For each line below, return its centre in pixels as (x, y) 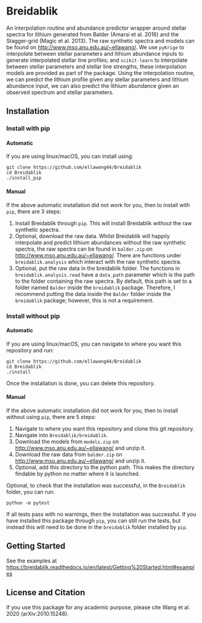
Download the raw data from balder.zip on (68, 454)
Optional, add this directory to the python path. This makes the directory (105, 467)
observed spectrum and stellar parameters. (60, 92)
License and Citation (46, 592)
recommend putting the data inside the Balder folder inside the (93, 294)
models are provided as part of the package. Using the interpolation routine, (101, 73)
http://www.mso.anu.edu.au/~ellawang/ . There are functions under (98, 255)
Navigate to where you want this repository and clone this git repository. (105, 429)
